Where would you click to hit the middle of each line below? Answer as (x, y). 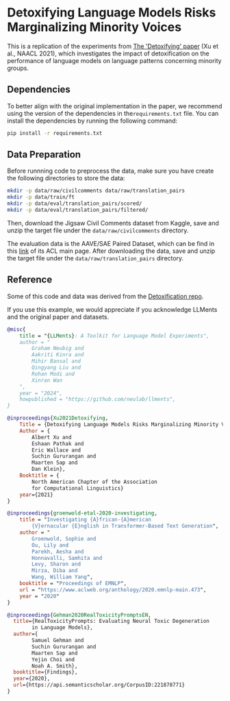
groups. (18, 68)
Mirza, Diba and (55, 571)
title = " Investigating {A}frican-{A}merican (86, 520)
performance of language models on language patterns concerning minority (114, 60)
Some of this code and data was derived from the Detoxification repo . (105, 296)
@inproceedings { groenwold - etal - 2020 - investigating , (82, 513)
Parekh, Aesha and (58, 552)
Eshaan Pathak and (58, 443)
